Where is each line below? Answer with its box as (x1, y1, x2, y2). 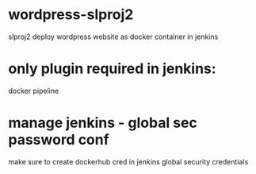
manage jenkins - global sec (8, 114, 198, 132)
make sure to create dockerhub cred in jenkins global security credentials (8, 157, 249, 166)
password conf (8, 131, 109, 149)
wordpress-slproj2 (8, 6, 134, 24)
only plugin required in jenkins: (8, 60, 216, 78)
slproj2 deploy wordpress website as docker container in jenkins (8, 32, 219, 41)
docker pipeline (8, 86, 59, 95)
